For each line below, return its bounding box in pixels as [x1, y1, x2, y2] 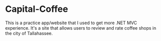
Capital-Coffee [5, 3, 68, 15]
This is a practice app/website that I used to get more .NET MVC [5, 20, 137, 26]
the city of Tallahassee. [5, 30, 53, 36]
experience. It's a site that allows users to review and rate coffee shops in [5, 25, 157, 31]
